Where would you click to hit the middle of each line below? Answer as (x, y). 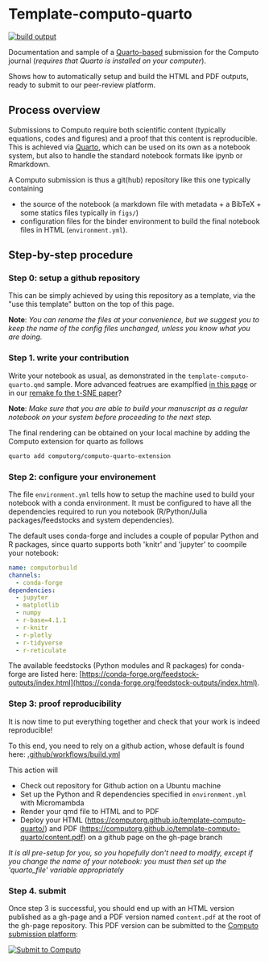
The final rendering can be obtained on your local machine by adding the (129, 432)
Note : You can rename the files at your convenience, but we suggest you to (134, 320)
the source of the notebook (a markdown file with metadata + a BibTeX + (141, 204)
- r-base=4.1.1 (41, 620)
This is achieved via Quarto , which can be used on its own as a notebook (130, 147)
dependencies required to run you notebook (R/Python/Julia (108, 511)
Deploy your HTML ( (54, 820)
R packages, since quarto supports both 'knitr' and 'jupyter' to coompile (128, 544)
